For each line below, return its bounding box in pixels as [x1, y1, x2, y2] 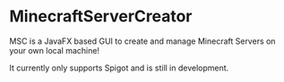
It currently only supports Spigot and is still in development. [9, 62, 229, 73]
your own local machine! [9, 45, 100, 55]
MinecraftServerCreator [9, 6, 193, 27]
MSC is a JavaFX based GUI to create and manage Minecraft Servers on [9, 36, 276, 46]
